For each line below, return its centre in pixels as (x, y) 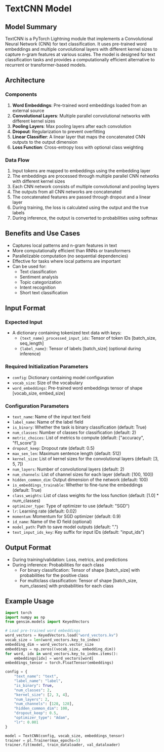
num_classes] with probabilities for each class (66, 586)
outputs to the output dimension (45, 142)
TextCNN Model (38, 9)
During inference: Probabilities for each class (58, 565)
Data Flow (17, 160)
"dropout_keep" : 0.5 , (36, 713)
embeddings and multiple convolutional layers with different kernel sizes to (81, 49)
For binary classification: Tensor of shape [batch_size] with (80, 570)
